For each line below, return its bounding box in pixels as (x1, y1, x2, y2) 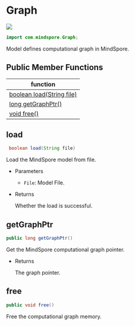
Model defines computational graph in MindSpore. (6, 45, 130, 52)
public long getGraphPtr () (6, 236, 73, 242)
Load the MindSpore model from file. (6, 156, 96, 164)
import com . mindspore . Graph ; (6, 34, 79, 40)
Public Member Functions (6, 62, 103, 73)
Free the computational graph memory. (6, 313, 102, 320)
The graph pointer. (14, 269, 61, 276)
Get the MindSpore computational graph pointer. (6, 246, 125, 253)
